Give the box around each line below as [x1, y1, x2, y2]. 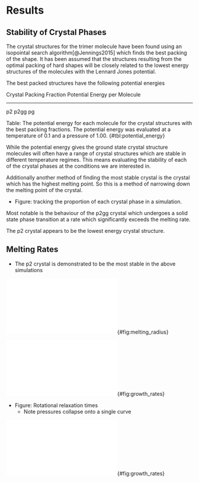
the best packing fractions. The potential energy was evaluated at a [6, 126, 171, 133]
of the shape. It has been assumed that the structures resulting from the [6, 56, 182, 62]
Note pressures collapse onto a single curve [23, 408, 131, 415]
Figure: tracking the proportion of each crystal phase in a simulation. [14, 198, 182, 205]
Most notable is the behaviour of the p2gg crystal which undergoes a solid [6, 210, 188, 216]
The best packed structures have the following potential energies [6, 79, 165, 87]
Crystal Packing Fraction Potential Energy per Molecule [6, 91, 141, 98]
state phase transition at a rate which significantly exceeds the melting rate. [6, 216, 191, 223]
